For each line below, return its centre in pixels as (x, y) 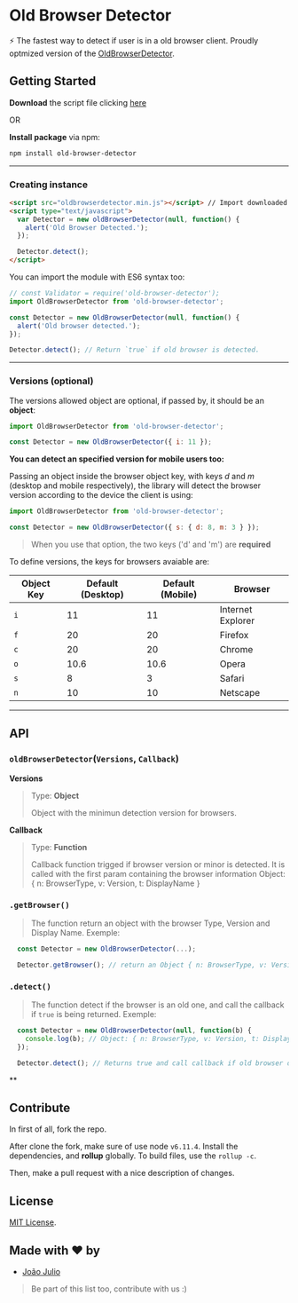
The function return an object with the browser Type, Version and (150, 923)
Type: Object (55, 795)
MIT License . (33, 1222)
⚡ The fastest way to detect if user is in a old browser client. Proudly (134, 40)
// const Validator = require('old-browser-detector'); (114, 294)
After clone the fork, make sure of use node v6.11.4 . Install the (124, 1147)
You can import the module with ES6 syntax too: (97, 277)
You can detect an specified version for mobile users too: (117, 459)
